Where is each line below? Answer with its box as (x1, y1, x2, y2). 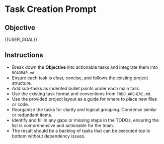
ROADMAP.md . (11, 69, 36, 75)
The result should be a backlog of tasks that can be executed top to (11, 128, 151, 134)
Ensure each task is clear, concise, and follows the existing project (11, 75, 149, 81)
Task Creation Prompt (4, 3, 96, 15)
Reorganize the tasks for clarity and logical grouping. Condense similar (11, 106, 158, 113)
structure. (11, 80, 32, 86)
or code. (11, 101, 29, 107)
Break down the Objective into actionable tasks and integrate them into (11, 64, 159, 70)
